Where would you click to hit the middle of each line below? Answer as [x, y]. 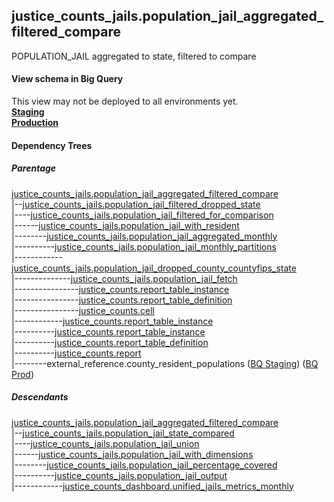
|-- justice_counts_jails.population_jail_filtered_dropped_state [136, 204]
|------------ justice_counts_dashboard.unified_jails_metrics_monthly [152, 486]
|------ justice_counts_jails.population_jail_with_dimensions [132, 454]
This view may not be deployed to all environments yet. [125, 101]
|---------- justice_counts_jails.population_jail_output [119, 475]
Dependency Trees [52, 145]
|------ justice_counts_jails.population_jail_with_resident [125, 225]
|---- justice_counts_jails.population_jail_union [105, 443]
